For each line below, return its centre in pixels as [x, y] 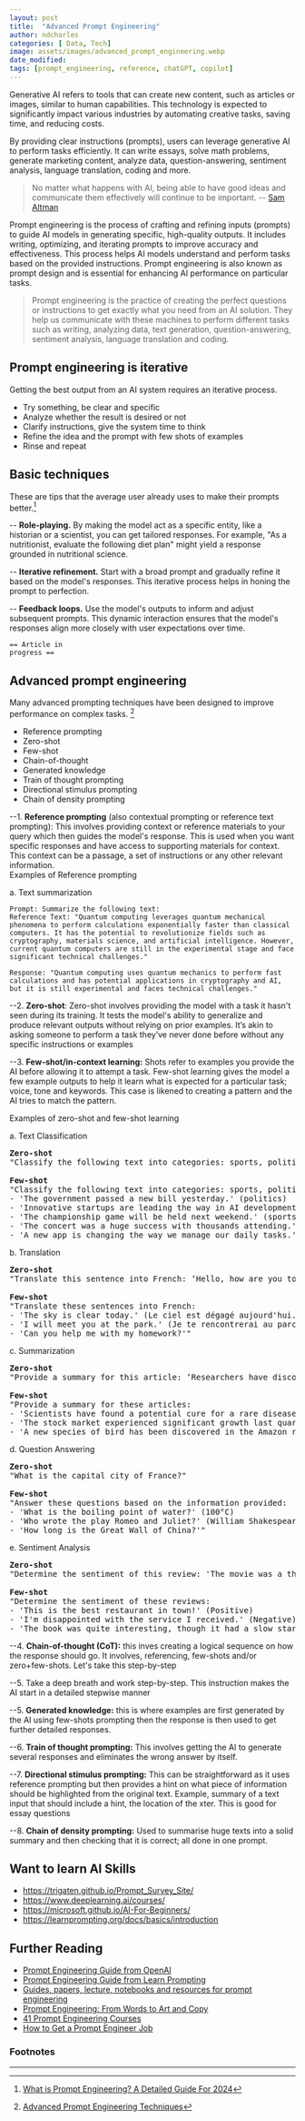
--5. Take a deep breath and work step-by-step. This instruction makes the [149, 1682]
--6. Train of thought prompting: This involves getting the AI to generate [146, 1747]
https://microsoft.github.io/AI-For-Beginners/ [106, 1910]
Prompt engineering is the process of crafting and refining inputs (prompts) [150, 225]
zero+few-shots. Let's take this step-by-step [93, 1665]
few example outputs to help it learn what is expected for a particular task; [148, 1081]
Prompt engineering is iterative [99, 368]
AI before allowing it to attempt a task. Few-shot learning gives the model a [150, 1071]
